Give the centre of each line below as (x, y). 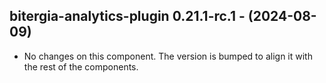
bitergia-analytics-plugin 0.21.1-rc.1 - (127, 16)
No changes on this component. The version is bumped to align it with (168, 56)
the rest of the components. (81, 66)
